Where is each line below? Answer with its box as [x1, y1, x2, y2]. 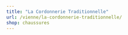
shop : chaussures [6, 20, 50, 26]
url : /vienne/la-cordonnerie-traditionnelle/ [6, 14, 122, 20]
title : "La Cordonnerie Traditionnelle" [6, 8, 109, 15]
